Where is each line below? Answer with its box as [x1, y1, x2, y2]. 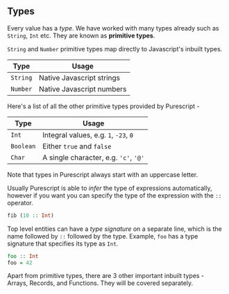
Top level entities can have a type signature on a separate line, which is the [7, 225, 222, 233]
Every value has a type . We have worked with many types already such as [7, 24, 219, 32]
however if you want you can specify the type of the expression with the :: [7, 191, 222, 200]
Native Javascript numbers [39, 84, 127, 94]
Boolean [10, 142, 36, 150]
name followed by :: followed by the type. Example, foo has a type [7, 232, 198, 240]
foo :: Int [7, 252, 39, 259]
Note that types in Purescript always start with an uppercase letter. [7, 170, 198, 179]
